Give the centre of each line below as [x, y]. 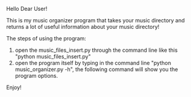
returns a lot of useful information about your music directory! [83, 27]
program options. [36, 76]
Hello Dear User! [27, 9]
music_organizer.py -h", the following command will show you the [96, 69]
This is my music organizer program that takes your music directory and [95, 20]
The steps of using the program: [46, 38]
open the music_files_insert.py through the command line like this [96, 50]
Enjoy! [14, 87]
